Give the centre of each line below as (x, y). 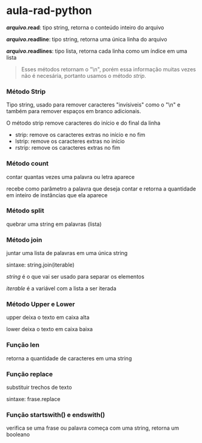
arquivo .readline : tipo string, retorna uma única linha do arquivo (87, 39)
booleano (18, 434)
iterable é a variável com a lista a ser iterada (61, 288)
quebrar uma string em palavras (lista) (54, 224)
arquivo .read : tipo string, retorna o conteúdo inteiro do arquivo (85, 27)
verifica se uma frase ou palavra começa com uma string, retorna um (93, 428)
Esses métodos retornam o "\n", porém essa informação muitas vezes (108, 69)
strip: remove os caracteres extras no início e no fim (80, 135)
